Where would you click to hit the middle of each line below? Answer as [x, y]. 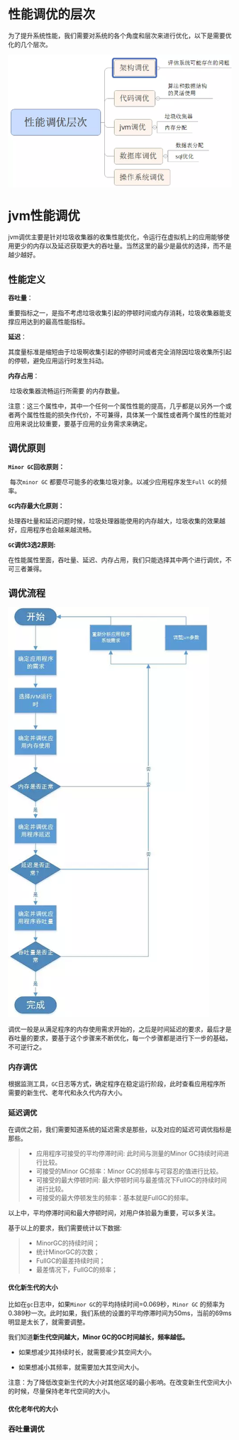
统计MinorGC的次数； [68, 1252]
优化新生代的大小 [33, 1287]
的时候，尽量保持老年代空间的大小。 [61, 1391]
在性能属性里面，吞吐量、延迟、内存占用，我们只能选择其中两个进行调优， [117, 560]
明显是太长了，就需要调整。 [49, 1322]
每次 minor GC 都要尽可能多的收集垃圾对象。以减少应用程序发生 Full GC [112, 482]
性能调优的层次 [52, 15]
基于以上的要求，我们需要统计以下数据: [65, 1228]
